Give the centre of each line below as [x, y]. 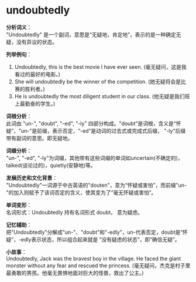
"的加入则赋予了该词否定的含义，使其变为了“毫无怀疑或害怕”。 [81, 192]
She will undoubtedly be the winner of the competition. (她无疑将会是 [98, 81]
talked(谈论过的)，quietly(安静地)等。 [51, 165]
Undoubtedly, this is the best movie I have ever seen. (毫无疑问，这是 [98, 67]
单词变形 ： [19, 205]
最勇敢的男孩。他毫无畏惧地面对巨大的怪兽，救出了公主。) [75, 273]
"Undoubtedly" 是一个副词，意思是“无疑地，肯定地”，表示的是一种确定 [91, 34]
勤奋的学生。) [40, 103]
